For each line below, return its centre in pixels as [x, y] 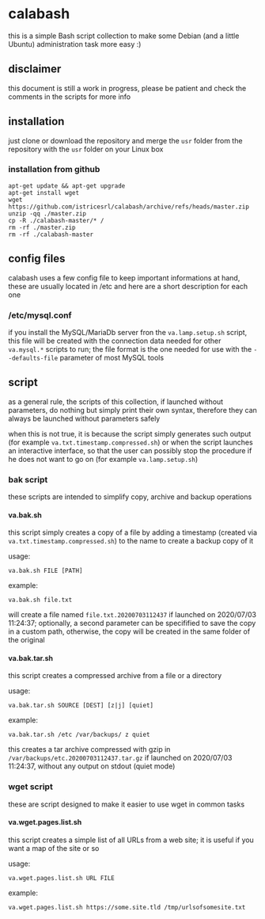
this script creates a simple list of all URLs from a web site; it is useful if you [131, 840]
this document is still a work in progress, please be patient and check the [127, 88]
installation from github [54, 170]
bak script [28, 479]
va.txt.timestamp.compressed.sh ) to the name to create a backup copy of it [131, 541]
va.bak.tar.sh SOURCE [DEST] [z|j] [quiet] [81, 706]
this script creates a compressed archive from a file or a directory [115, 676]
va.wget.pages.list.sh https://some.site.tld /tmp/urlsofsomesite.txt [127, 907]
